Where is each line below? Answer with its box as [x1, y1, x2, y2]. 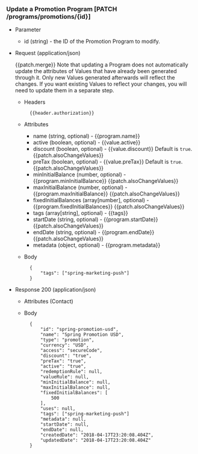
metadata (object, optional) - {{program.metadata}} [32, 241, 161, 249]
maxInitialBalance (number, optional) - [32, 184, 128, 191]
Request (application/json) [14, 50, 81, 57]
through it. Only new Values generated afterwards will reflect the [14, 74, 176, 82]
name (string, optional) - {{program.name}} [32, 132, 140, 140]
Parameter [14, 26, 42, 33]
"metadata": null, [40, 416, 87, 423]
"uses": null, [40, 406, 76, 412]
